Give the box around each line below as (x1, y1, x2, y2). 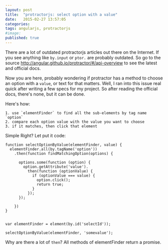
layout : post (5, 7, 33, 13)
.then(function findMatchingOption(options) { (14, 151, 113, 156)
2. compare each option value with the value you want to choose (5, 119, 144, 124)
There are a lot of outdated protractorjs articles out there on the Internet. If (5, 49, 159, 55)
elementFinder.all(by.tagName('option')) (10, 146, 98, 151)
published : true (5, 36, 39, 41)
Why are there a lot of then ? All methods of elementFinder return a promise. (5, 239, 161, 245)
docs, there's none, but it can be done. (5, 91, 85, 97)
